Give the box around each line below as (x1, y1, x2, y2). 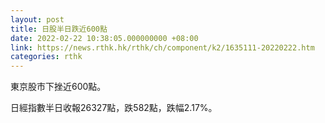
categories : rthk (10, 52, 83, 62)
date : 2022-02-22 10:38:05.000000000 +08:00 (10, 33, 199, 43)
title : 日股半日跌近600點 (10, 24, 108, 34)
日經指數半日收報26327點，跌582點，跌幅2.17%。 (10, 102, 218, 114)
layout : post (10, 14, 65, 25)
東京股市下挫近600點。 (10, 81, 107, 93)
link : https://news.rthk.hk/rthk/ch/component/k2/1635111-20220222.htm (10, 42, 315, 53)
